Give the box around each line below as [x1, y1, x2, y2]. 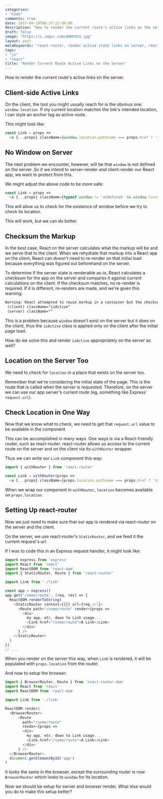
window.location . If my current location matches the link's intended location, [5, 106, 158, 112]
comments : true [5, 16, 36, 21]
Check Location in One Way [5, 408, 90, 416]
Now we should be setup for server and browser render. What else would [5, 783, 152, 789]
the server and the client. [5, 524, 55, 530]
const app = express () [5, 589, 51, 593]
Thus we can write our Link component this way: [5, 455, 103, 461]
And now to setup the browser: [5, 670, 67, 676]
